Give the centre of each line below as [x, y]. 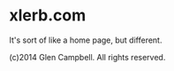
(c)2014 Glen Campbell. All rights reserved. [87, 57]
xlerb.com [48, 16]
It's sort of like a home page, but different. [86, 40]
